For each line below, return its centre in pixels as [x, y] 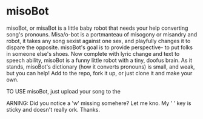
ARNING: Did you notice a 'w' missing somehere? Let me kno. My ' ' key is [99, 103]
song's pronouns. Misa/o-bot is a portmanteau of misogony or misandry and [102, 34]
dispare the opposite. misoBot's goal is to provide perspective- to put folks [99, 47]
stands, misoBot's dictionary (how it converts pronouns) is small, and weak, [101, 66]
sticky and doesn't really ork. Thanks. [53, 109]
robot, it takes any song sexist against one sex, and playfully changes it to [98, 41]
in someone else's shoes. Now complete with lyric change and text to [93, 53]
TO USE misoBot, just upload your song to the [64, 91]
